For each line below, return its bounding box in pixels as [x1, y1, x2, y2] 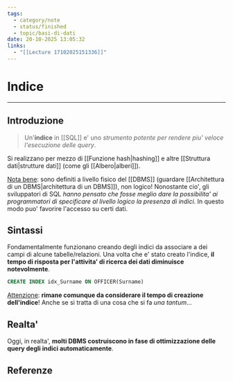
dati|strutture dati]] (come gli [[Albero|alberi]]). [7, 161, 141, 170]
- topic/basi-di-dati [13, 29, 76, 37]
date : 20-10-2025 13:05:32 [7, 36, 85, 43]
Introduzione [7, 115, 64, 127]
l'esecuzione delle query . [24, 140, 96, 149]
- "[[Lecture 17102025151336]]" [13, 49, 107, 56]
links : [7, 42, 26, 49]
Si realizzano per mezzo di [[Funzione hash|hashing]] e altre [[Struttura [7, 154, 211, 162]
